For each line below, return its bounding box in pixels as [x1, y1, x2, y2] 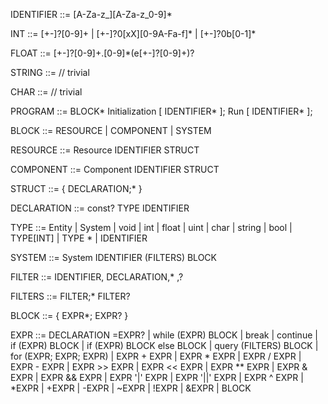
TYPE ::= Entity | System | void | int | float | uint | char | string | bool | [10, 222, 293, 233]
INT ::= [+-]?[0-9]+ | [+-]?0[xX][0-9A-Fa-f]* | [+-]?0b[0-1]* [10, 28, 257, 39]
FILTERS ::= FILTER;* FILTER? [10, 290, 131, 302]
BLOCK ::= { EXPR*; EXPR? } [10, 310, 129, 321]
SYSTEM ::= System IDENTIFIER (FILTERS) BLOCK [10, 252, 217, 263]
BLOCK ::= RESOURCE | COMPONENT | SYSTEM [10, 125, 212, 136]
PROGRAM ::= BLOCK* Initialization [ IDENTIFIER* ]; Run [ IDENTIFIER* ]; [10, 105, 313, 117]
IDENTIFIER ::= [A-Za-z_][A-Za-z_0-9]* [10, 9, 173, 20]
